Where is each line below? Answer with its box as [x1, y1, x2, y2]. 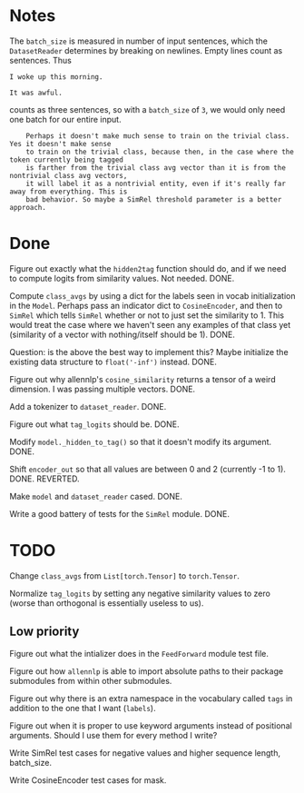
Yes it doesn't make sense [9, 139, 112, 148]
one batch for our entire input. [9, 114, 122, 124]
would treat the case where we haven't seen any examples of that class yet [9, 319, 291, 330]
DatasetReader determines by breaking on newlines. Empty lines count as [9, 45, 283, 55]
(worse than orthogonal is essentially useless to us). [9, 597, 204, 609]
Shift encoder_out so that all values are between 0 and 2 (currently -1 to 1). [9, 463, 286, 474]
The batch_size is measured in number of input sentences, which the [9, 35, 268, 46]
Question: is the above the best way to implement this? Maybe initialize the [9, 346, 289, 357]
